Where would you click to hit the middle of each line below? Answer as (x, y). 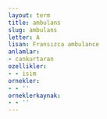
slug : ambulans (33, 30)
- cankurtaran (31, 59)
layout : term (29, 15)
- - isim (22, 74)
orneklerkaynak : (34, 96)
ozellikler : (27, 67)
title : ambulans (34, 23)
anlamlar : (24, 52)
